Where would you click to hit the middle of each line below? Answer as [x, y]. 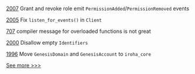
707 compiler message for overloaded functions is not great [78, 31]
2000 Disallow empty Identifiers [47, 43]
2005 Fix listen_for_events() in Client [54, 20]
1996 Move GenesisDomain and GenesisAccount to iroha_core [79, 54]
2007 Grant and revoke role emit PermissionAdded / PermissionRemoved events [98, 9]
